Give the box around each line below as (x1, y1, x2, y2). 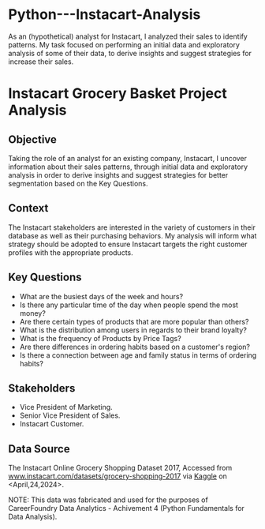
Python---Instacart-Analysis (8, 6, 201, 24)
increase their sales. (8, 57, 74, 66)
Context (8, 201, 49, 215)
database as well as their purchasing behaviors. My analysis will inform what (8, 231, 257, 240)
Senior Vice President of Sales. (19, 411, 121, 420)
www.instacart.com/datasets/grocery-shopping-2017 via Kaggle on (8, 471, 227, 481)
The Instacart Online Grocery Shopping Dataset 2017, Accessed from (8, 463, 233, 473)
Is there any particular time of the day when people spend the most (19, 300, 239, 310)
